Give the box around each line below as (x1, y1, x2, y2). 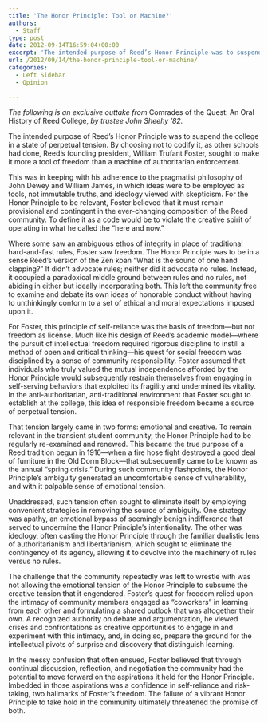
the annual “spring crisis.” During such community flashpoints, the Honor (8, 464, 249, 474)
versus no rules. (8, 556, 61, 566)
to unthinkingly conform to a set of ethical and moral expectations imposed (8, 298, 255, 307)
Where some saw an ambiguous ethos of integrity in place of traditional (8, 239, 243, 248)
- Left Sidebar (15, 71, 66, 79)
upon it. (8, 306, 33, 316)
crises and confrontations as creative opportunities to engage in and (8, 622, 234, 632)
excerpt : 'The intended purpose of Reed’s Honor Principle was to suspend (8, 49, 262, 57)
